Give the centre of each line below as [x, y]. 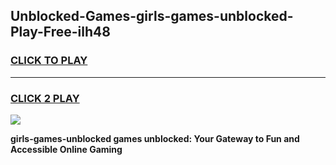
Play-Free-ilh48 [60, 32]
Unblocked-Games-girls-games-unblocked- [152, 16]
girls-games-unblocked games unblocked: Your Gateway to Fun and [155, 138]
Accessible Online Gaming [66, 149]
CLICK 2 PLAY [45, 98]
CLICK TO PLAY [49, 61]
